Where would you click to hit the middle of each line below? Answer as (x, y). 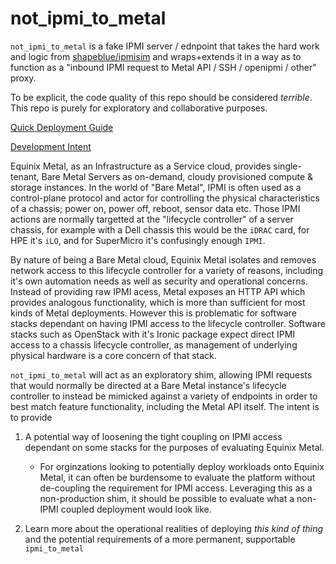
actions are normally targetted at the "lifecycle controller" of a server (152, 219)
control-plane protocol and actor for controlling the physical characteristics (165, 198)
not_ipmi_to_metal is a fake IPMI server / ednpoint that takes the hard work (165, 46)
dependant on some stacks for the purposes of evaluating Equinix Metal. (174, 447)
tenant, (25, 176)
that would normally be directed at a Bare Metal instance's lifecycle (148, 385)
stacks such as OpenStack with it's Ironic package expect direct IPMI (153, 334)
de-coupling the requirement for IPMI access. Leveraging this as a (176, 488)
